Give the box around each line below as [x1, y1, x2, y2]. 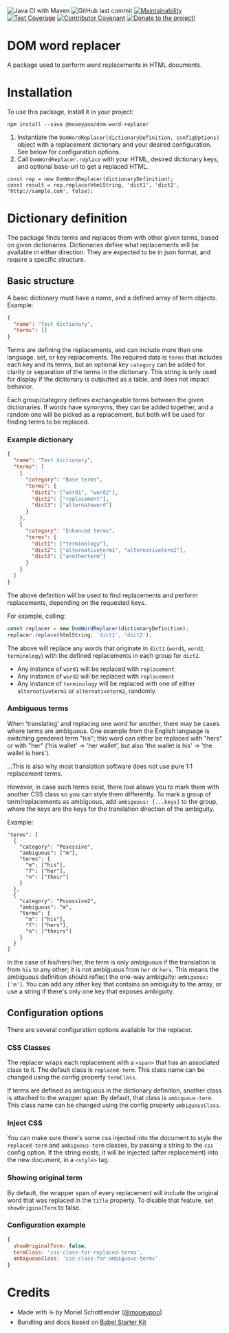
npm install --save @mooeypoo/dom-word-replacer [7, 121, 149, 127]
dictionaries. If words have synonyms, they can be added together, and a [7, 403, 214, 411]
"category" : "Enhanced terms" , [25, 527, 116, 534]
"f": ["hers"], [25, 922, 69, 929]
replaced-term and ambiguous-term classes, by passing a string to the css [7, 1141, 214, 1150]
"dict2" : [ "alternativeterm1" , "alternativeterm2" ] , [32, 546, 186, 554]
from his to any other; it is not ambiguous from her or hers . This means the [7, 965, 219, 973]
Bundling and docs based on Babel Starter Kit [17, 1318, 146, 1326]
